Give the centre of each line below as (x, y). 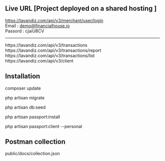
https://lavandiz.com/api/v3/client (39, 61)
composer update (23, 88)
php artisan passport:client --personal (44, 126)
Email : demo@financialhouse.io (38, 26)
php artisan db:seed (25, 107)
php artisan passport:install (33, 117)
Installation (23, 76)
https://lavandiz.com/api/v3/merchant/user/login (54, 20)
